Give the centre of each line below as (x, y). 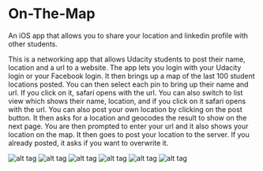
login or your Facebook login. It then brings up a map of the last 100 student (131, 76)
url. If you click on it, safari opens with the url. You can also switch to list (126, 92)
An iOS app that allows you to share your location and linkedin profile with (128, 35)
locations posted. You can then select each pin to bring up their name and (128, 84)
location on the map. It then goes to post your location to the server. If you (129, 134)
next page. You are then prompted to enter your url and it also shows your (128, 126)
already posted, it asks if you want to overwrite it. (88, 143)
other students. (33, 43)
